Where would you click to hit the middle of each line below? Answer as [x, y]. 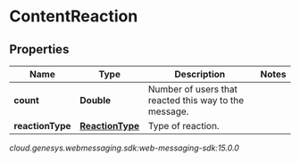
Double [96, 100]
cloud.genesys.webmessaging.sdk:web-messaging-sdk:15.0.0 [124, 148]
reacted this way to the [196, 100]
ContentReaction [74, 16]
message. [168, 111]
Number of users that [193, 89]
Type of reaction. [184, 126]
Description [200, 74]
